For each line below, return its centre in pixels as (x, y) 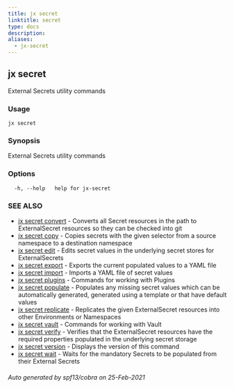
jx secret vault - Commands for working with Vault (90, 324)
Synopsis (24, 141)
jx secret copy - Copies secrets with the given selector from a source (117, 236)
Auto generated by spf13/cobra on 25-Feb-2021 (76, 377)
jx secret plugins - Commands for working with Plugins (97, 280)
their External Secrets (49, 361)
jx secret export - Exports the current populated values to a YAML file (117, 265)
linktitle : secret (34, 20)
